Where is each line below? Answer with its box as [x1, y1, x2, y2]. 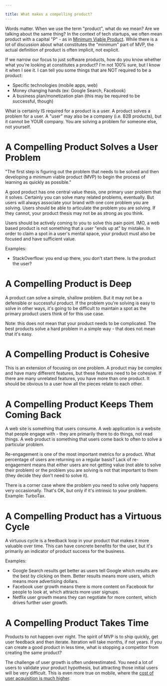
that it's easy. [5, 331, 33, 337]
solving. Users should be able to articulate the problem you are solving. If [5, 205, 156, 211]
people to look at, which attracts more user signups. [12, 589, 120, 595]
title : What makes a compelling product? [5, 12, 93, 17]
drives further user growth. [12, 599, 68, 606]
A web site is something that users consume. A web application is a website [5, 426, 161, 432]
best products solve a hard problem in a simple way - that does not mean [5, 325, 156, 331]
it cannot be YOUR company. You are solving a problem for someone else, [5, 118, 158, 124]
